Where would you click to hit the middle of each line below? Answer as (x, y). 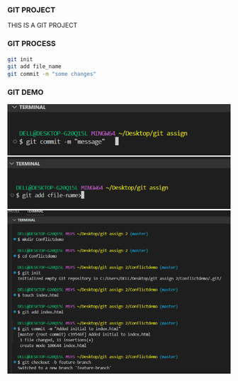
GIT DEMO (25, 92)
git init (20, 59)
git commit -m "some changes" (52, 74)
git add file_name (34, 67)
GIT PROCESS (32, 44)
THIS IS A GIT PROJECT (42, 25)
